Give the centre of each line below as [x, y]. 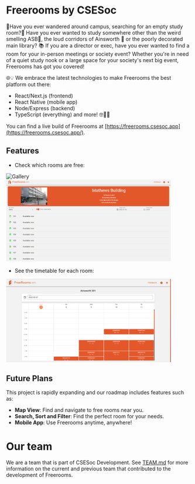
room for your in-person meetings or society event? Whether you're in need [97, 54]
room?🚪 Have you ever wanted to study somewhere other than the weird [94, 32]
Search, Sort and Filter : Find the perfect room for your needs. [89, 417]
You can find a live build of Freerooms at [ [57, 126]
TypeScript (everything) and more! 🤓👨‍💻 [62, 114]
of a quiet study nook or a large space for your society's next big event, [93, 60]
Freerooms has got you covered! [45, 66]
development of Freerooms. [40, 475]
